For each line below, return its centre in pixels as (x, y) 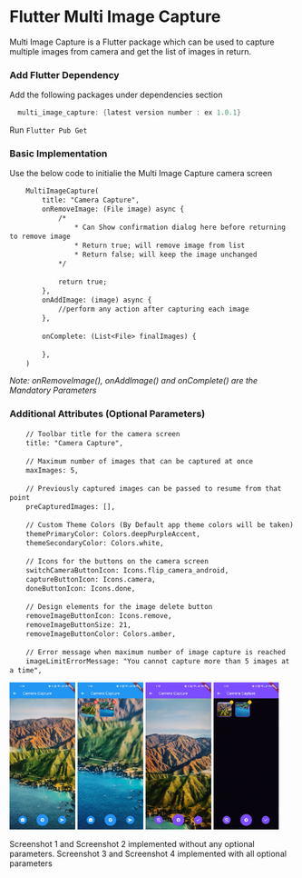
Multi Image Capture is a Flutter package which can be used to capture (142, 42)
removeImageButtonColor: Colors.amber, (101, 634)
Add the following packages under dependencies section (116, 95)
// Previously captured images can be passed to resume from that (154, 488)
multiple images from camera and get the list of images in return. (131, 51)
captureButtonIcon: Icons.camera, (91, 579)
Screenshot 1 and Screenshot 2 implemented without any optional (132, 843)
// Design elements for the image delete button (119, 606)
